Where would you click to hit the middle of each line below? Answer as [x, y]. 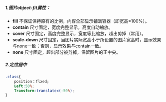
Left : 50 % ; [24, 86]
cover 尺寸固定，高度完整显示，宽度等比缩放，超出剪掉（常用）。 [79, 33]
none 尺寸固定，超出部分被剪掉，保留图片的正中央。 [67, 52]
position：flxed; [32, 81]
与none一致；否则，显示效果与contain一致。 [58, 46]
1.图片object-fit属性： [28, 7]
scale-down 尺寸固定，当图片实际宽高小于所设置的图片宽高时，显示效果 [87, 39]
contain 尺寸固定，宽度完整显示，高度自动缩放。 [63, 27]
